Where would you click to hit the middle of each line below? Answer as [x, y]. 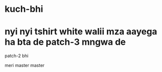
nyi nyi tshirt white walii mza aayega [81, 32]
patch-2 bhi [16, 56]
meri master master [25, 66]
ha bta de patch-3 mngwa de [65, 42]
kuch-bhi [24, 9]
